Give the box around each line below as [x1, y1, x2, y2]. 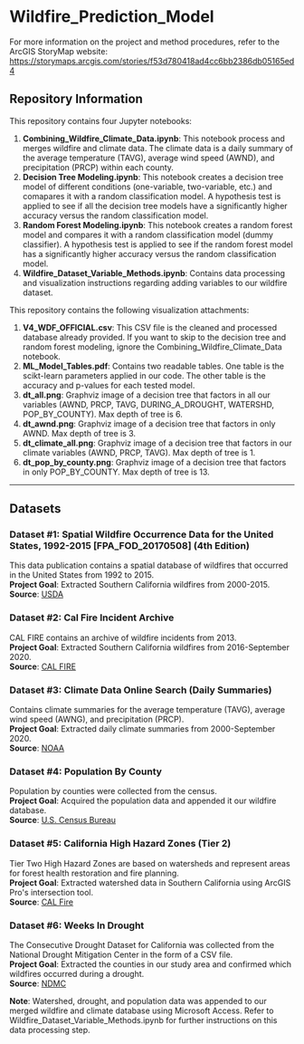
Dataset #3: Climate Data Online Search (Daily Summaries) [9, 684, 273, 696]
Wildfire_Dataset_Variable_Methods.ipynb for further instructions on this [9, 1014, 278, 1025]
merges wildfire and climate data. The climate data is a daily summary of [22, 142, 294, 153]
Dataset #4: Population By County [9, 765, 163, 778]
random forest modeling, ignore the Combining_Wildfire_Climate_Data [22, 341, 282, 352]
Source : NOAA [9, 742, 65, 753]
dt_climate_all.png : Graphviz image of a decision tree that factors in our [22, 437, 292, 448]
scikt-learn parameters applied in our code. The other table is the [22, 369, 266, 381]
